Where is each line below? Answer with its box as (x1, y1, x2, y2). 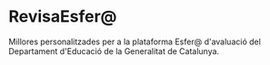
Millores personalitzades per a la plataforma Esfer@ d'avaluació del (8, 36, 261, 47)
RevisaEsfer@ (8, 6, 117, 27)
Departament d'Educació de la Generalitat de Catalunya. (8, 45, 220, 56)
